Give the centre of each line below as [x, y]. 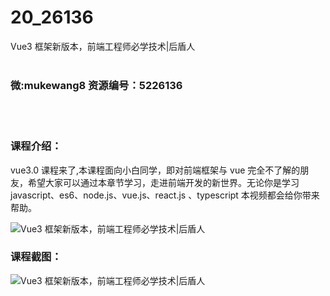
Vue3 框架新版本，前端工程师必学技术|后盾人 [103, 46]
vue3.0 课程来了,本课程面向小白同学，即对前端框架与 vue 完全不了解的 [155, 170]
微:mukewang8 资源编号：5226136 [96, 85]
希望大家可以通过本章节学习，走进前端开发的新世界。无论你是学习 [163, 182]
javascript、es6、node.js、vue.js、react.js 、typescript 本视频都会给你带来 [165, 195]
